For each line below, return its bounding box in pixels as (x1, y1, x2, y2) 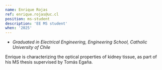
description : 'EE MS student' (5, 21, 68, 26)
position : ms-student (5, 16, 50, 21)
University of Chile (12, 44, 51, 50)
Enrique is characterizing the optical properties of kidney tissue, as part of (5, 54, 158, 60)
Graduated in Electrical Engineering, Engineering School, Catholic (12, 39, 148, 45)
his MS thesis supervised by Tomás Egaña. (5, 59, 93, 65)
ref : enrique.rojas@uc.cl (5, 12, 59, 17)
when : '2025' (5, 26, 32, 31)
